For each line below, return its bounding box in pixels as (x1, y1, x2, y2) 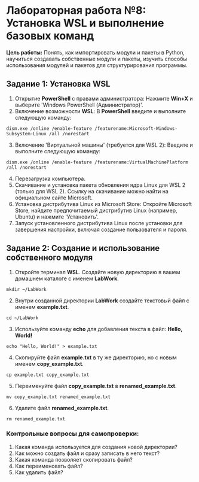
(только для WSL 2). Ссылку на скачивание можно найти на (14, 187, 169, 195)
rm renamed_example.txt (6, 416, 66, 422)
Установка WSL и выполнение (6, 16, 164, 30)
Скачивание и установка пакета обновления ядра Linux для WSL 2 (14, 181, 186, 189)
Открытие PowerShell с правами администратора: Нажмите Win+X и (14, 95, 193, 102)
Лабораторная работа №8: (6, 4, 146, 17)
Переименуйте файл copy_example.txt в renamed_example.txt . (14, 382, 177, 389)
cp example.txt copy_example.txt (6, 372, 90, 378)
